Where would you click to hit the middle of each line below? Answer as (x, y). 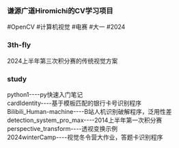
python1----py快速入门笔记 (45, 94)
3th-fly (19, 45)
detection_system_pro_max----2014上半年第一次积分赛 (85, 120)
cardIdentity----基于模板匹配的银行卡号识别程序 (74, 103)
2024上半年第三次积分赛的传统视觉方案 (63, 61)
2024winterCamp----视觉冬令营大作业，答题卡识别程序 (85, 137)
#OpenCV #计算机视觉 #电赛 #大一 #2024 (66, 27)
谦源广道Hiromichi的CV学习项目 (60, 10)
